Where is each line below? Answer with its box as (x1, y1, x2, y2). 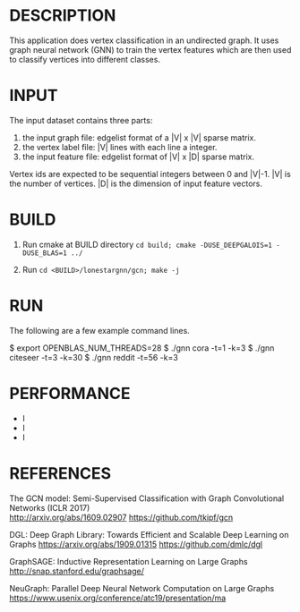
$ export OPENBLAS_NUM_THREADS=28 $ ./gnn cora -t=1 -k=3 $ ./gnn (9, 342, 275, 353)
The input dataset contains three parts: (9, 115, 153, 125)
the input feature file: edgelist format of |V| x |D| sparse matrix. (21, 151, 255, 162)
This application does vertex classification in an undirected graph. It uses (9, 35, 279, 46)
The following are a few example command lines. (9, 325, 190, 336)
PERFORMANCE (9, 383, 131, 404)
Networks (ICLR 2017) (9, 502, 90, 513)
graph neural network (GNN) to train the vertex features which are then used (9, 44, 292, 55)
